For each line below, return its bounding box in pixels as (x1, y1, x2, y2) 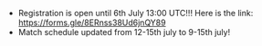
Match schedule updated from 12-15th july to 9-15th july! (17, 27, 231, 37)
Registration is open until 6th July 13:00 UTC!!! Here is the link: (17, 8, 254, 18)
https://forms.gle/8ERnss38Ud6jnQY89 (17, 17, 166, 28)
